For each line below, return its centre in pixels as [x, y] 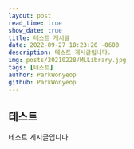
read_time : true [35, 23]
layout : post [30, 16]
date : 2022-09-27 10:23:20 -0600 [64, 45]
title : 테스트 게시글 [39, 38]
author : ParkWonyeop [43, 75]
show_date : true [35, 30]
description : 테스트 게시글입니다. [60, 53]
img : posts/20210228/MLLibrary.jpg [67, 61]
